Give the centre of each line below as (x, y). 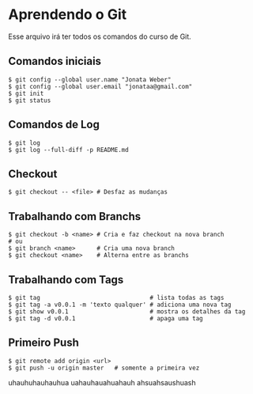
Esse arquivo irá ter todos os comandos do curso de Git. (100, 36)
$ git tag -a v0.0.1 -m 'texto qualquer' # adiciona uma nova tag (120, 305)
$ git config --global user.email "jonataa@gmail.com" (100, 86)
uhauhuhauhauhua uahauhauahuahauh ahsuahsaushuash (102, 382)
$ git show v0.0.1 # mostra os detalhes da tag (127, 312)
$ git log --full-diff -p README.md (68, 150)
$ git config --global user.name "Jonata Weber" (90, 80)
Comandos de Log (54, 125)
